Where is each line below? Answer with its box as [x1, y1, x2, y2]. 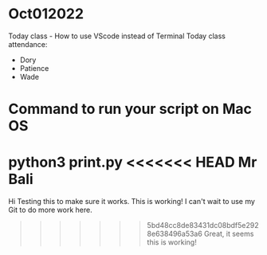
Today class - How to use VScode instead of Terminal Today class [8, 31, 226, 41]
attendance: [8, 39, 48, 49]
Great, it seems [204, 229, 254, 239]
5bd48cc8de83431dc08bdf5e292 [147, 221, 259, 230]
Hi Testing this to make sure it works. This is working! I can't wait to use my [8, 197, 255, 206]
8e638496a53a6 [147, 229, 203, 239]
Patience [19, 63, 49, 73]
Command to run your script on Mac [8, 100, 253, 118]
